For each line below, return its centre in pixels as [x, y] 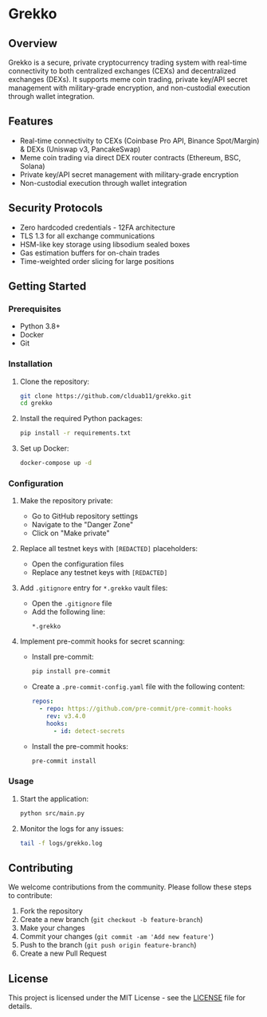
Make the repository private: [66, 501]
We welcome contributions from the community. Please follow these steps [130, 887]
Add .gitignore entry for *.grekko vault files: [94, 588]
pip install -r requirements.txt [75, 433]
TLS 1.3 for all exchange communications [87, 235]
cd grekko [36, 404]
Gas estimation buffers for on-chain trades [90, 253]
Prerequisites [35, 309]
